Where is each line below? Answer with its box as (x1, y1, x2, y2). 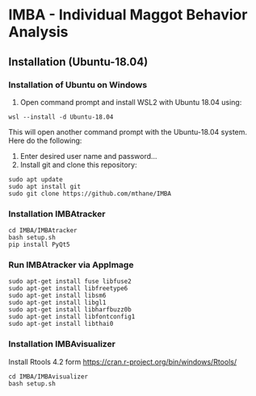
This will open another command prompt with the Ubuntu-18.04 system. (8, 127, 248, 136)
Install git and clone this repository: (19, 160, 137, 169)
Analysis (8, 23, 69, 41)
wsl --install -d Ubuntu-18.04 (8, 113, 114, 121)
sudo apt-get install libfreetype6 (8, 285, 128, 293)
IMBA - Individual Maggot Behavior (8, 6, 248, 24)
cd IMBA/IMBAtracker (8, 227, 78, 235)
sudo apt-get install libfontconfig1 (8, 313, 136, 321)
